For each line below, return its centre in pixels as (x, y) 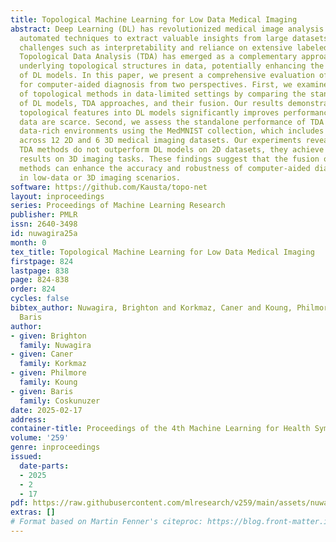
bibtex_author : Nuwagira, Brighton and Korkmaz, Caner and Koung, (151, 308)
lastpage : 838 (40, 271)
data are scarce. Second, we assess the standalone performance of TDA (172, 122)
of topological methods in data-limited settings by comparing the (163, 94)
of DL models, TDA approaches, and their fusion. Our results (151, 103)
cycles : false (40, 299)
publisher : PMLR (44, 215)
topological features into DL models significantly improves (149, 112)
